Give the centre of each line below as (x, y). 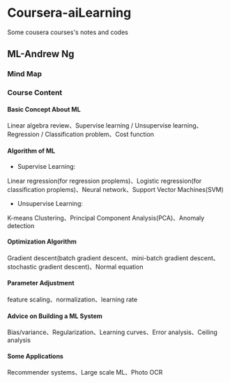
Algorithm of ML (31, 151)
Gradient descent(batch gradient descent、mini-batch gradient (98, 258)
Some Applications (36, 356)
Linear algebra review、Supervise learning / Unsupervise (90, 126)
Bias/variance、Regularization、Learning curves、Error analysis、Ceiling (113, 332)
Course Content (35, 93)
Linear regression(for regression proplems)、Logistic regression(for (105, 181)
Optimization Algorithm (42, 241)
